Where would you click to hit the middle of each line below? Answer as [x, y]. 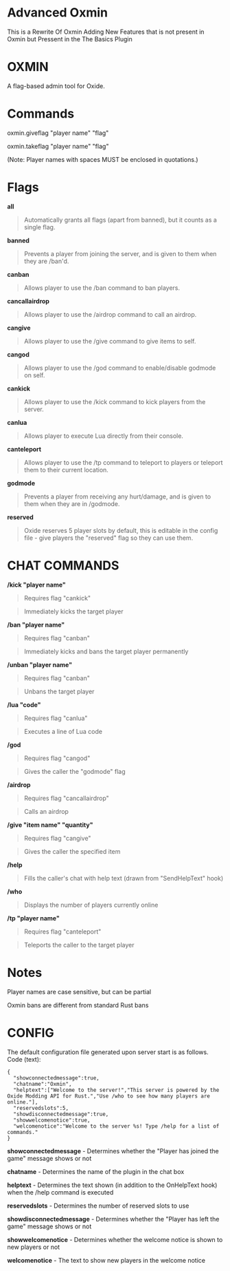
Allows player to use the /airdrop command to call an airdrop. [110, 314]
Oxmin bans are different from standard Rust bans [78, 1005]
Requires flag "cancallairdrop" [67, 798]
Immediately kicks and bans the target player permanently [106, 651]
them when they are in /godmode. [72, 503]
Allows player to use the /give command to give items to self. [110, 341]
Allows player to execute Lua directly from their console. [104, 436]
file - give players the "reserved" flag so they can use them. [108, 538]
